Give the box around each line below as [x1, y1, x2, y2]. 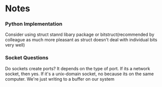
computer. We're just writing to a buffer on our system [5, 76, 114, 82]
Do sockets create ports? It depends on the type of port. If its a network [5, 65, 151, 71]
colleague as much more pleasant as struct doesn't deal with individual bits [5, 37, 158, 43]
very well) [5, 42, 26, 48]
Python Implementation [5, 21, 63, 28]
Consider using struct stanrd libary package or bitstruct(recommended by [5, 31, 155, 37]
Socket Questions [5, 55, 49, 61]
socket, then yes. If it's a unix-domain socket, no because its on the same [5, 71, 154, 77]
